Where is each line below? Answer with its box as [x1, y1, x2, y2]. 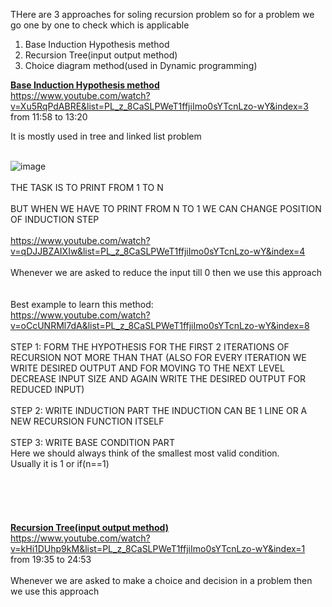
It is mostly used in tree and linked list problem [10, 130, 202, 142]
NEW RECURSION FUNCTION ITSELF [10, 415, 165, 427]
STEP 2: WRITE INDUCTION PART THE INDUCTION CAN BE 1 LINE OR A [10, 405, 308, 416]
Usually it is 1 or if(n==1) [10, 458, 110, 469]
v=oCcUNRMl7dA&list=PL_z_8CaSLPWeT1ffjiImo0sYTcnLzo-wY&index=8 [10, 320, 310, 331]
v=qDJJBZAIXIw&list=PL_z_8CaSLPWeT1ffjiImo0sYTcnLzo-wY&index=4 [10, 245, 306, 257]
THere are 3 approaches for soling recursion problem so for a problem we [10, 9, 315, 20]
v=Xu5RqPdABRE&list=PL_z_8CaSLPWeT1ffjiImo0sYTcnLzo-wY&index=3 [10, 100, 310, 112]
